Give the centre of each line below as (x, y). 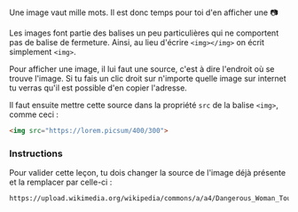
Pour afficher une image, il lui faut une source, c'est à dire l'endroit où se (142, 69)
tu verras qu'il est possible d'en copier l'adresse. (98, 88)
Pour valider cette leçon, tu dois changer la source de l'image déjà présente (148, 173)
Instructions (36, 153)
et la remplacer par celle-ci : (61, 182)
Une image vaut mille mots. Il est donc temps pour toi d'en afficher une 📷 (144, 12)
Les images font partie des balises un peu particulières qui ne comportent (144, 33)
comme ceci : (34, 114)
